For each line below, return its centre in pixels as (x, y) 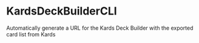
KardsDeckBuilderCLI (62, 11)
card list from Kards (31, 34)
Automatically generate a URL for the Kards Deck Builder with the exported (100, 28)
